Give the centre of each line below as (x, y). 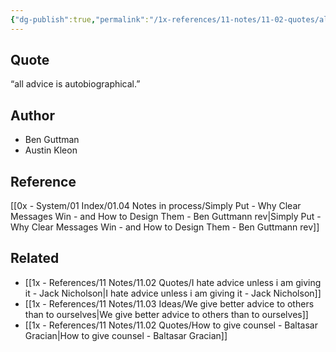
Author (32, 115)
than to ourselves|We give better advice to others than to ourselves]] (166, 314)
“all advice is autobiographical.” (75, 84)
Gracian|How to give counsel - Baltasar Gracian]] (126, 335)
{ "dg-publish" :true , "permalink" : (80, 19)
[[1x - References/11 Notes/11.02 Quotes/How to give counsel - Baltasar (171, 325)
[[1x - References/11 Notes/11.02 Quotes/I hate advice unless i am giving (173, 282)
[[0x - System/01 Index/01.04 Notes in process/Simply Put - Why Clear (156, 206)
